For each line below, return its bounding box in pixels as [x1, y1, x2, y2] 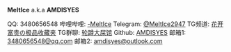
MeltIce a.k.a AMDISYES [7, 6, 80, 14]
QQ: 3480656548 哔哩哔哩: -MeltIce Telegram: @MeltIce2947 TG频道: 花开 [7, 20, 224, 28]
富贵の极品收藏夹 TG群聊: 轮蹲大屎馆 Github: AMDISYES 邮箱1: [7, 29, 186, 36]
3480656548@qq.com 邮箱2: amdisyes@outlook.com [7, 37, 163, 45]
